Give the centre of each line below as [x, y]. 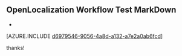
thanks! [16, 48]
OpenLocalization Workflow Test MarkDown [91, 10]
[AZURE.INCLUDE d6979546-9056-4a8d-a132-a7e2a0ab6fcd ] [85, 36]
